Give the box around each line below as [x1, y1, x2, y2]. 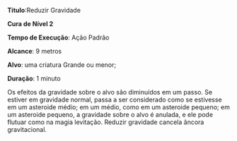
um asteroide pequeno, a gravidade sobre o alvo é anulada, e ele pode [7, 111, 214, 118]
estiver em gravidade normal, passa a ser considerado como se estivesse [7, 95, 222, 104]
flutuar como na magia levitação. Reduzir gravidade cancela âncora [7, 118, 204, 126]
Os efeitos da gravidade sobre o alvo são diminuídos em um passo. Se [7, 88, 213, 96]
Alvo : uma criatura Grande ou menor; [7, 61, 117, 69]
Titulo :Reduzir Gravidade [7, 6, 81, 14]
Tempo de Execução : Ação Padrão [7, 33, 110, 42]
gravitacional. [7, 125, 47, 133]
